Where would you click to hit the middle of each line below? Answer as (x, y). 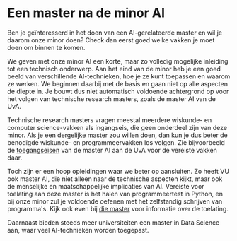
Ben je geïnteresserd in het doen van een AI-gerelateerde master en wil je (115, 33)
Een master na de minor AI (86, 13)
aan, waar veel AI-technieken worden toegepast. (78, 230)
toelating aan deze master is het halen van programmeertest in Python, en (115, 194)
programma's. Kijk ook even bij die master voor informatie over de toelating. (118, 208)
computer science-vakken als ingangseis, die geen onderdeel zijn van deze (117, 127)
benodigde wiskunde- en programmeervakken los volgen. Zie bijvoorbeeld (116, 142)
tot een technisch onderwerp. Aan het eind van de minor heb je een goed (114, 69)
